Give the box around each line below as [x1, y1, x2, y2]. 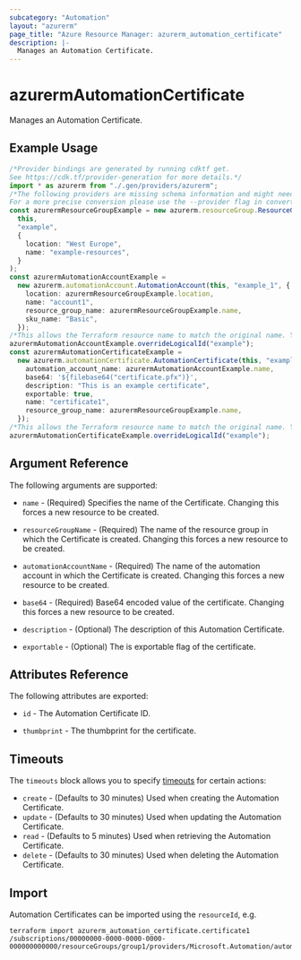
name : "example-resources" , [25, 247, 130, 256]
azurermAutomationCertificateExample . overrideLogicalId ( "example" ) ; [9, 431, 271, 440]
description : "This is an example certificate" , [25, 381, 211, 390]
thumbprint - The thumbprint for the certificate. [21, 725, 197, 736]
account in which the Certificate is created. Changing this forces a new [21, 570, 285, 581]
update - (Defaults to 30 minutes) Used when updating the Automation [21, 812, 282, 823]
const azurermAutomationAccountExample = [9, 272, 167, 282]
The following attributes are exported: [9, 691, 149, 702]
